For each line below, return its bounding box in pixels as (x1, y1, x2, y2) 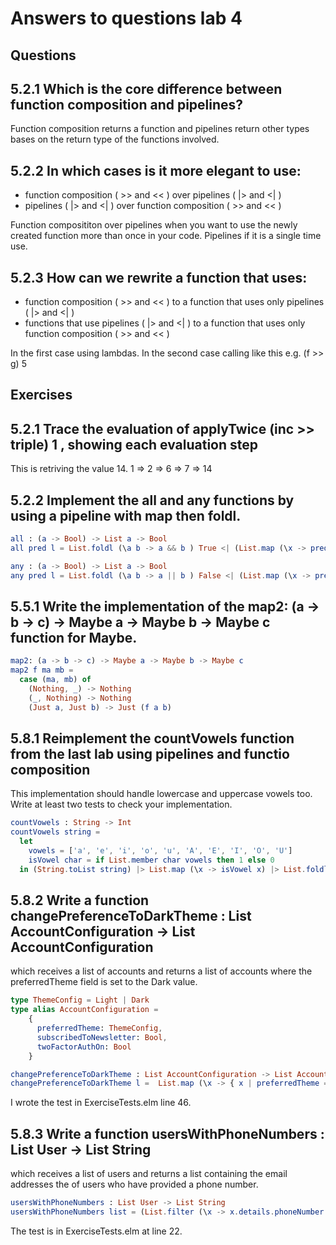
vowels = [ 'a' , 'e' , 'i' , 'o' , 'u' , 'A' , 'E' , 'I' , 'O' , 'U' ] (28, 846, 293, 856)
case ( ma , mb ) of (19, 675, 92, 685)
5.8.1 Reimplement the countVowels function (10, 730, 295, 747)
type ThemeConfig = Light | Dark (10, 995, 150, 1006)
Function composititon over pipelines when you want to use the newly (10, 219, 298, 231)
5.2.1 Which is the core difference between (10, 80, 283, 97)
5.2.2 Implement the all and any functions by (10, 492, 295, 509)
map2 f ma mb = (10, 665, 74, 676)
